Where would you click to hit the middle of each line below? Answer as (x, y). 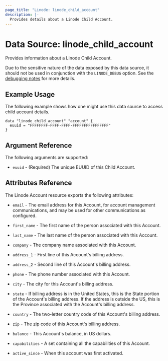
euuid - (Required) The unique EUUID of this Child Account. (74, 167)
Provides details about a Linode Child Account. (61, 19)
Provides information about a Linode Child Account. (58, 58)
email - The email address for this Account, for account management (84, 205)
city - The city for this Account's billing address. (63, 284)
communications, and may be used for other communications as (79, 210)
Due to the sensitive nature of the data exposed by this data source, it (77, 68)
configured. (24, 215)
